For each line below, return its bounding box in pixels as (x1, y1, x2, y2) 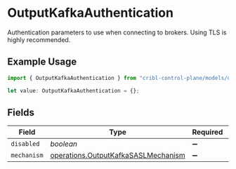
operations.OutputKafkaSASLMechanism (50, 151, 185, 161)
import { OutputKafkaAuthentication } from (7, 74, 137, 81)
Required (192, 128, 223, 137)
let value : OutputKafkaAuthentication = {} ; (7, 87, 140, 94)
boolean (50, 139, 78, 149)
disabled (11, 140, 40, 148)
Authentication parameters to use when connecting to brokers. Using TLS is (7, 28, 227, 36)
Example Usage (7, 56, 77, 68)
